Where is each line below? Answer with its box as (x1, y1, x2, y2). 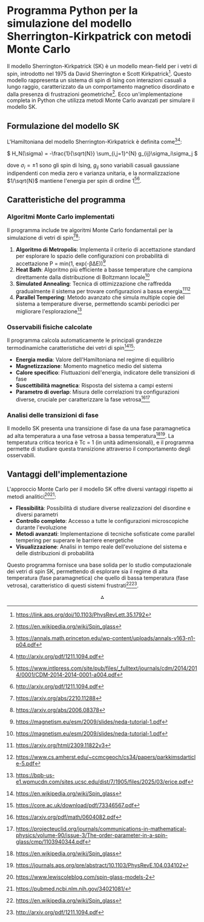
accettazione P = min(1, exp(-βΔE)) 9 (15, 259, 106, 267)
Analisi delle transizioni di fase (7, 411, 99, 419)
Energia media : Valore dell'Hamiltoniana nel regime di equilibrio (15, 356, 175, 363)
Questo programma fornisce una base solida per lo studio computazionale (7, 561, 192, 569)
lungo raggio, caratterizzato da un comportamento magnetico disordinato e (7, 83, 195, 90)
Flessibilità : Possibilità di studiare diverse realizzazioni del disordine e (15, 505, 191, 512)
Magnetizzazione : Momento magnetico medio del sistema (15, 363, 162, 370)
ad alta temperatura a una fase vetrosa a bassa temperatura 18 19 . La (7, 431, 174, 439)
